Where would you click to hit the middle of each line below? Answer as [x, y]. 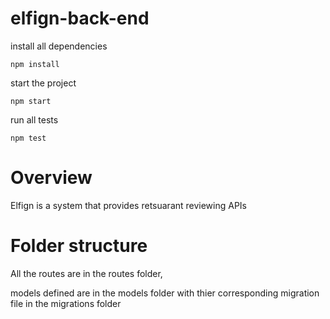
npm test [28, 138]
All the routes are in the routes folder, [86, 273]
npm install [35, 64]
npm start [31, 101]
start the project [43, 83]
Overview [51, 178]
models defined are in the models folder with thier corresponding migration [165, 293]
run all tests [34, 119]
